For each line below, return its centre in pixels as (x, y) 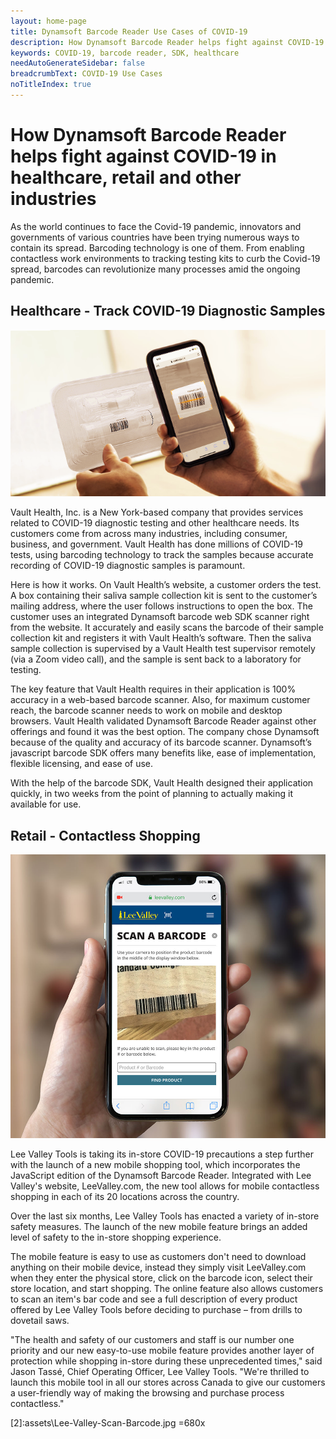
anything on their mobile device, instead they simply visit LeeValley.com (158, 1267)
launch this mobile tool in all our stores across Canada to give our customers (168, 1382)
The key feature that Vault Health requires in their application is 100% (153, 689)
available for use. (46, 804)
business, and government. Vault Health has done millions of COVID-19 (157, 544)
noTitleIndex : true (51, 85)
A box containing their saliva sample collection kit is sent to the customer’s (164, 596)
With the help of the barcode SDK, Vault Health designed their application (162, 783)
